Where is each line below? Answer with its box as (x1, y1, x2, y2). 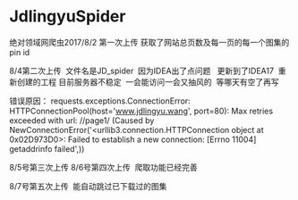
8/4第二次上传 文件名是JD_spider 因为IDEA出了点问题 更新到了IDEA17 (9, 65, 275, 76)
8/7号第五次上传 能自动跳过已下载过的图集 (9, 180, 167, 191)
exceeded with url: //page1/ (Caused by (9, 114, 155, 126)
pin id (9, 46, 30, 57)
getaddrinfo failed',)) (9, 143, 85, 154)
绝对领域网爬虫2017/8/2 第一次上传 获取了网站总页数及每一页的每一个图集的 (9, 37, 290, 47)
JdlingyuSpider (9, 6, 126, 27)
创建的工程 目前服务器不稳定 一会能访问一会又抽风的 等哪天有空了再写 (16, 76, 279, 87)
